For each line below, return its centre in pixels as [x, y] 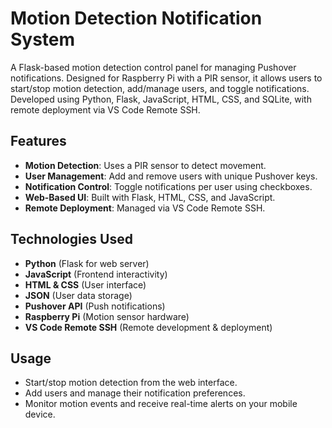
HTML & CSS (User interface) [85, 284]
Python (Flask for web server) [87, 263]
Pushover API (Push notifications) [95, 306]
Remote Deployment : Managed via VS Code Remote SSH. [145, 208]
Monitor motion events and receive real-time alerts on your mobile [161, 404]
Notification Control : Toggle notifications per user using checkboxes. [168, 186]
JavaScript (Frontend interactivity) [96, 274]
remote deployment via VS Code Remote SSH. [105, 109]
